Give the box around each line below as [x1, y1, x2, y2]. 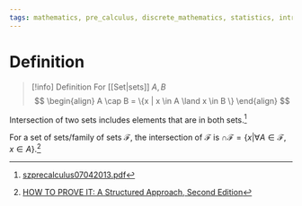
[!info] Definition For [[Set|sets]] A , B [31, 82, 166, 92]
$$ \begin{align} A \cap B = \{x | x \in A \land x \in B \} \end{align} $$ [34, 95, 290, 106]
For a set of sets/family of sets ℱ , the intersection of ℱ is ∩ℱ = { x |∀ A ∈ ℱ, [9, 132, 287, 143]
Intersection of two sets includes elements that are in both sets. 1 [9, 113, 247, 125]
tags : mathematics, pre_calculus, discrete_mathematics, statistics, [9, 13, 276, 22]
